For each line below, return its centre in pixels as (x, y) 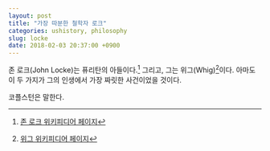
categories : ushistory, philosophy (68, 31)
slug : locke (28, 38)
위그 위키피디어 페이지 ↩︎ (59, 138)
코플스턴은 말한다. (37, 96)
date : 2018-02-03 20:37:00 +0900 (64, 46)
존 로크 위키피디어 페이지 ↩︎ (63, 121)
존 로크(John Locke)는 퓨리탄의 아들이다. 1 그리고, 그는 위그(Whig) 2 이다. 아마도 (132, 69)
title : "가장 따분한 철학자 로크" (57, 23)
